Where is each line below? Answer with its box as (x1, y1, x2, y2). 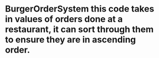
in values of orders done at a (5, 14, 123, 25)
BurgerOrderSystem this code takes (5, 3, 155, 14)
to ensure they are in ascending (5, 34, 136, 45)
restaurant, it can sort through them (5, 24, 154, 35)
